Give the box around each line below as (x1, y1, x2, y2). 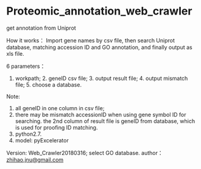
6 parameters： (6, 62, 46, 70)
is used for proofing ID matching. (15, 124, 98, 131)
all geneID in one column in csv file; (15, 104, 105, 111)
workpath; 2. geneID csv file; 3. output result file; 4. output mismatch (15, 75, 188, 82)
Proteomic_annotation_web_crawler (6, 4, 192, 18)
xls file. (6, 50, 24, 57)
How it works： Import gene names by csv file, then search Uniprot (6, 36, 175, 44)
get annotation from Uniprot (6, 24, 76, 31)
